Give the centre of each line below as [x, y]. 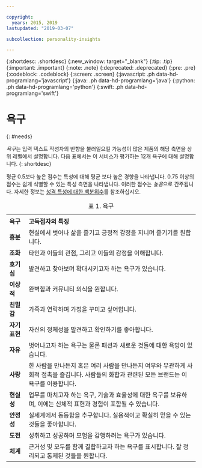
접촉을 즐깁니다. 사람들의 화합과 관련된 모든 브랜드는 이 [114, 375]
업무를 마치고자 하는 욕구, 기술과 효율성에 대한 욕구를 [99, 395]
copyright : [20, 17]
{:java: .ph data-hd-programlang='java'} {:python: [133, 81]
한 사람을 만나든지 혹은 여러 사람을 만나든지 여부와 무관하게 [107, 366]
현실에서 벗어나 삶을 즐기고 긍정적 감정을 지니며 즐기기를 [103, 233]
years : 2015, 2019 [35, 23]
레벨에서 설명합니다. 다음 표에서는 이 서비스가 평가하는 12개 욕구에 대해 [95, 156]
